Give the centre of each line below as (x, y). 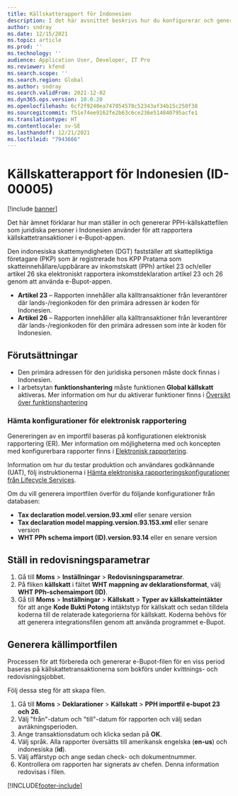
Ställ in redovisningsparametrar (79, 560)
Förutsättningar (42, 355)
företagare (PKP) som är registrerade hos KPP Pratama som (95, 259)
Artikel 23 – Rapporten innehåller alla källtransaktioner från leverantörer (123, 296)
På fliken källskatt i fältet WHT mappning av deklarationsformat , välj (119, 585)
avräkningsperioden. (48, 727)
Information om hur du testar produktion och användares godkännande (111, 465)
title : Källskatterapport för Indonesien (69, 14)
